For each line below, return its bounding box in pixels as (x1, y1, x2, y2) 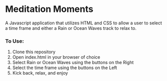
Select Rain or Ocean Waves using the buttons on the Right (12, 60, 134, 66)
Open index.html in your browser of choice (12, 54, 101, 60)
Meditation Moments (5, 3, 94, 15)
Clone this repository (12, 49, 56, 55)
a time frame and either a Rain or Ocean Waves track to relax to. (5, 25, 137, 31)
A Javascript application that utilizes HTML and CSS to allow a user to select (5, 20, 162, 26)
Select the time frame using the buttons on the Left (12, 65, 117, 71)
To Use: (5, 37, 24, 44)
